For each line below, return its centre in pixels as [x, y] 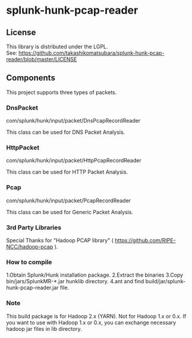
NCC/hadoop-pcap [30, 247]
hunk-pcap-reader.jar [32, 288]
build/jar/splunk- [166, 281]
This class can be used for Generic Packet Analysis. [70, 212]
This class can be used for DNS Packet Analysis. [66, 132]
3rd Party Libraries [34, 227]
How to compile [29, 262]
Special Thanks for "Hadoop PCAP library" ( [60, 240]
